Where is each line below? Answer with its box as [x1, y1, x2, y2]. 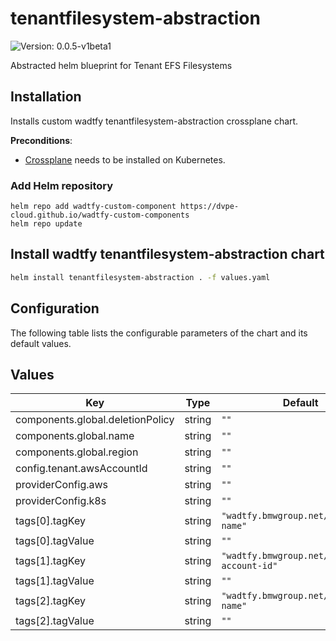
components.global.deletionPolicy [15, 413, 175, 427]
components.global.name [15, 429, 135, 443]
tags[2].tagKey [15, 594, 86, 608]
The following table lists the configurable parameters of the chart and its [10, 327, 308, 339]
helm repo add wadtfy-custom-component [10, 202, 177, 212]
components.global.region [15, 445, 139, 459]
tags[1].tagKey [15, 554, 86, 568]
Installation [10, 88, 82, 106]
